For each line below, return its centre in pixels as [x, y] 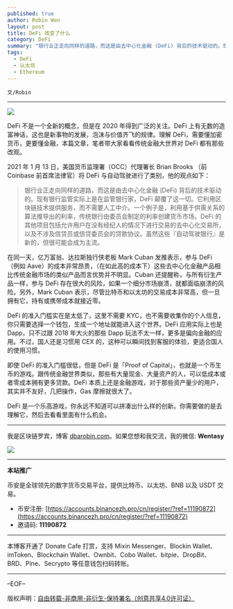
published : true [31, 14]
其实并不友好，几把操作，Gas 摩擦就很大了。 [71, 391]
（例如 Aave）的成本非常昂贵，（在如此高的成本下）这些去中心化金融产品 [111, 266]
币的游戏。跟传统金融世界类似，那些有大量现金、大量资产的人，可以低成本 [113, 374]
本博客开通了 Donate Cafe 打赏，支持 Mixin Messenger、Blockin [99, 546]
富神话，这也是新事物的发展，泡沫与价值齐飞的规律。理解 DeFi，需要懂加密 [115, 134]
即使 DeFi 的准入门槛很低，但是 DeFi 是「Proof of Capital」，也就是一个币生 [114, 365]
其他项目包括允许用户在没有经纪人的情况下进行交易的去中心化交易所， [124, 225]
